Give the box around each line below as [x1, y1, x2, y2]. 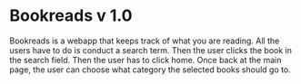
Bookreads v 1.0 [9, 5, 133, 26]
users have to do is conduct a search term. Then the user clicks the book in [9, 44, 293, 55]
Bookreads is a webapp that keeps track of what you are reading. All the [9, 35, 280, 46]
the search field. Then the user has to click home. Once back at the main [9, 54, 282, 65]
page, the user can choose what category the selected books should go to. [9, 64, 291, 75]
